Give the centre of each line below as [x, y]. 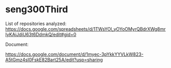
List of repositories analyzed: [36, 24]
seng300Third [37, 9]
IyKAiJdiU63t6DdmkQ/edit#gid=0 [41, 34]
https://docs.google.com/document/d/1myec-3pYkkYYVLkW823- [74, 54]
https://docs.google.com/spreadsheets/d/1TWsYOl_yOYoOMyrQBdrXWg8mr [85, 29]
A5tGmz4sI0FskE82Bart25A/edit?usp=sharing [54, 59]
